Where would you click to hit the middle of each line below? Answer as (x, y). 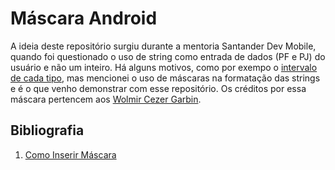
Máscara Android (84, 18)
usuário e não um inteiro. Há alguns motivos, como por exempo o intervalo (164, 67)
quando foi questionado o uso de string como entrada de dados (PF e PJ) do (168, 56)
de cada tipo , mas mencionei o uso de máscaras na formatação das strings (165, 78)
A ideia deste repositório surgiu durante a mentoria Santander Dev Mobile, (163, 46)
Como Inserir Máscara (70, 154)
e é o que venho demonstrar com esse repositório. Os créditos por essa (158, 88)
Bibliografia (47, 130)
